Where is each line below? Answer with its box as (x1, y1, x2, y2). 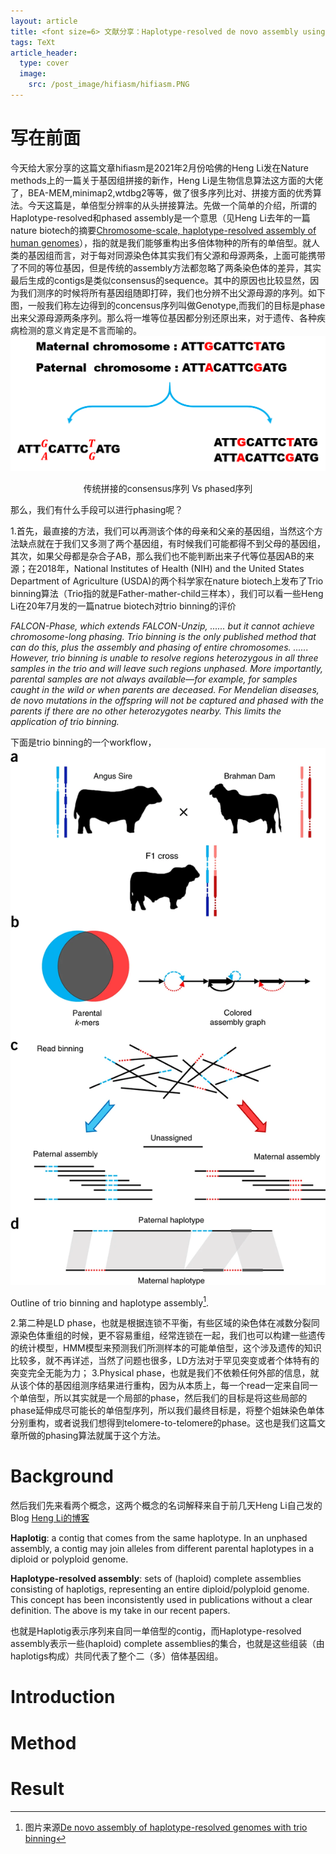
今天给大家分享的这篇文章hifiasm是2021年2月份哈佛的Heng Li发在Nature (10, 161, 310, 174)
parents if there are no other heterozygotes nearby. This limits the (10, 705, 282, 717)
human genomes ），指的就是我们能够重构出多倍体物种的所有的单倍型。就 (10, 236, 312, 249)
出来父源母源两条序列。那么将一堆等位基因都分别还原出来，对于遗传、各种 (10, 311, 317, 324)
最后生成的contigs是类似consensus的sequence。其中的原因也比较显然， (10, 274, 311, 286)
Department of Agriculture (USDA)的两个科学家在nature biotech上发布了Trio (10, 575, 324, 587)
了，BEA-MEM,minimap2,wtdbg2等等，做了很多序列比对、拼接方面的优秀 (10, 186, 313, 199)
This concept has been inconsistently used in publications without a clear (10, 1594, 313, 1606)
